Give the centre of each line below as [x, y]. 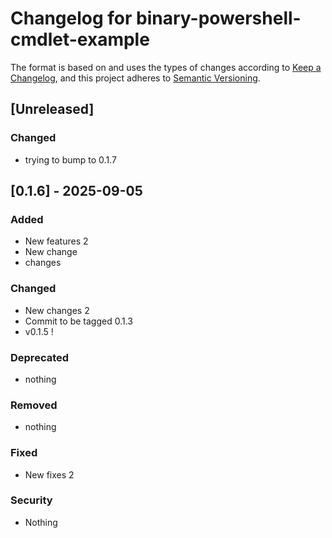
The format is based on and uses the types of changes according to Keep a [166, 67]
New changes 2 [57, 310]
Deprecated [40, 357]
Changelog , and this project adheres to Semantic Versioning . [135, 78]
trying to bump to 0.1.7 [70, 159]
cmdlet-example [80, 39]
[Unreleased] [52, 109]
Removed [34, 405]
